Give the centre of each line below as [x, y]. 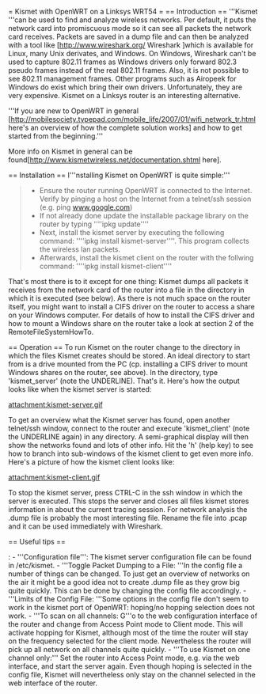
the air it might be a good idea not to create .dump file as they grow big [124, 582]
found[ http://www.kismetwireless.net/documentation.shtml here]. [115, 160]
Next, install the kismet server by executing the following [132, 232]
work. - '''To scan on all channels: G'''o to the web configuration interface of [133, 616]
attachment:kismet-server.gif [55, 404]
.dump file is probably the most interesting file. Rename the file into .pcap [128, 518]
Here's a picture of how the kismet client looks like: [91, 462]
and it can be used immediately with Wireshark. [86, 526]
